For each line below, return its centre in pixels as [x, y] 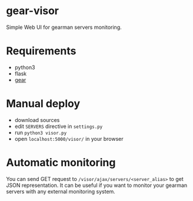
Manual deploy [43, 104]
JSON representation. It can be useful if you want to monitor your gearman [97, 185]
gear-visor [33, 11]
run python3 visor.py [41, 132]
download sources [37, 120]
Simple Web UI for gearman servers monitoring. [64, 27]
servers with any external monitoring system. [61, 191]
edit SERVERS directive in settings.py [59, 126]
